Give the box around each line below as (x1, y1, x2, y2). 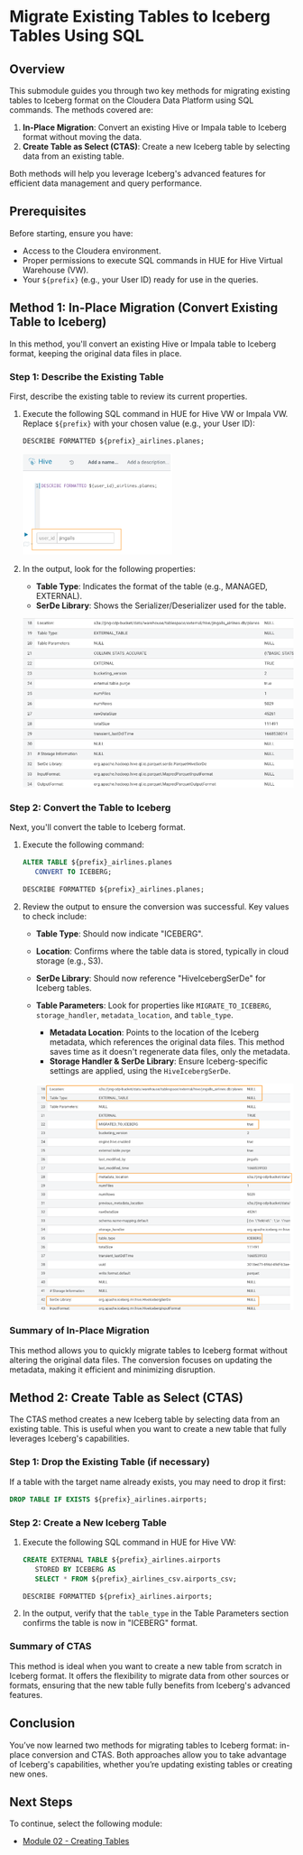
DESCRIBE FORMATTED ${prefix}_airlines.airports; (22, 1592, 214, 1601)
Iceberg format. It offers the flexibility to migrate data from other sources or (9, 1670, 289, 1681)
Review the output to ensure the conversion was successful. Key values (22, 901, 289, 912)
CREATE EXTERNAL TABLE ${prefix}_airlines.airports (22, 1555, 221, 1564)
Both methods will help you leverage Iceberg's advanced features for (9, 169, 266, 179)
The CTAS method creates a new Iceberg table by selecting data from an (9, 1414, 280, 1425)
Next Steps (9, 1794, 73, 1810)
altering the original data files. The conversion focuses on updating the (9, 1354, 272, 1365)
